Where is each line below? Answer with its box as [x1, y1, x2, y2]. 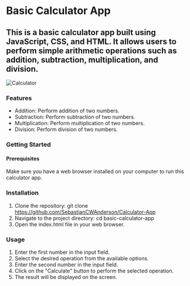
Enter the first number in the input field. [14, 249, 110, 256]
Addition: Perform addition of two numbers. [14, 107, 120, 115]
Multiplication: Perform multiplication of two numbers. [14, 120, 145, 127]
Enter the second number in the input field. [14, 261, 118, 268]
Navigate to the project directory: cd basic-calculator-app [14, 215, 154, 222]
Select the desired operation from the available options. [14, 255, 149, 262]
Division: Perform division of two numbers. [14, 126, 118, 133]
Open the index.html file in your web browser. [14, 220, 125, 228]
